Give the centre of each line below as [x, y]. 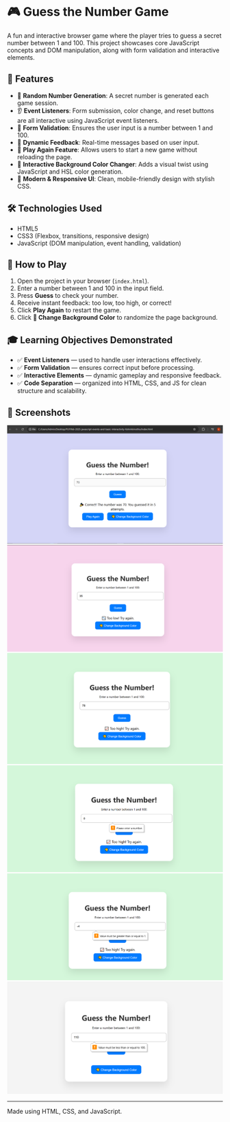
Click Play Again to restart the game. [69, 310]
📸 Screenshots [39, 412]
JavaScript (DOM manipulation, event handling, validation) [99, 243]
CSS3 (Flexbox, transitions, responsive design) [83, 235]
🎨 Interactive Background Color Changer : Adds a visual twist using [113, 164]
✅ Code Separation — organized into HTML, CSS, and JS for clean [112, 383]
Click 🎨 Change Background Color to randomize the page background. [117, 318]
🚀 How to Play [37, 265]
